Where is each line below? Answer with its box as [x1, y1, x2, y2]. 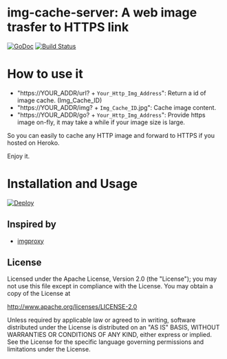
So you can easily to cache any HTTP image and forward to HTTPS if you [7, 131, 215, 139]
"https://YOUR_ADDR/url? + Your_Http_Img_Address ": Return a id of [17, 89, 206, 97]
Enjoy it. [7, 152, 30, 160]
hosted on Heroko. [7, 139, 60, 147]
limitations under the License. [7, 345, 91, 354]
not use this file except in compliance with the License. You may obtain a [7, 282, 213, 290]
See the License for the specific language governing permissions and [7, 338, 204, 346]
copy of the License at [7, 290, 71, 298]
